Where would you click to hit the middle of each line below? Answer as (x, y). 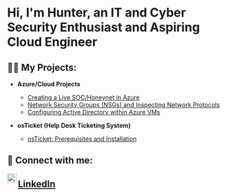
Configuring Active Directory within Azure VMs (94, 112)
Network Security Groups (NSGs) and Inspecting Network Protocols (123, 105)
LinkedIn (37, 184)
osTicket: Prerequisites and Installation (82, 139)
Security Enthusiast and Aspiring (104, 27)
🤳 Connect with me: (50, 160)
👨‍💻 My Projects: (42, 67)
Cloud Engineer (52, 42)
